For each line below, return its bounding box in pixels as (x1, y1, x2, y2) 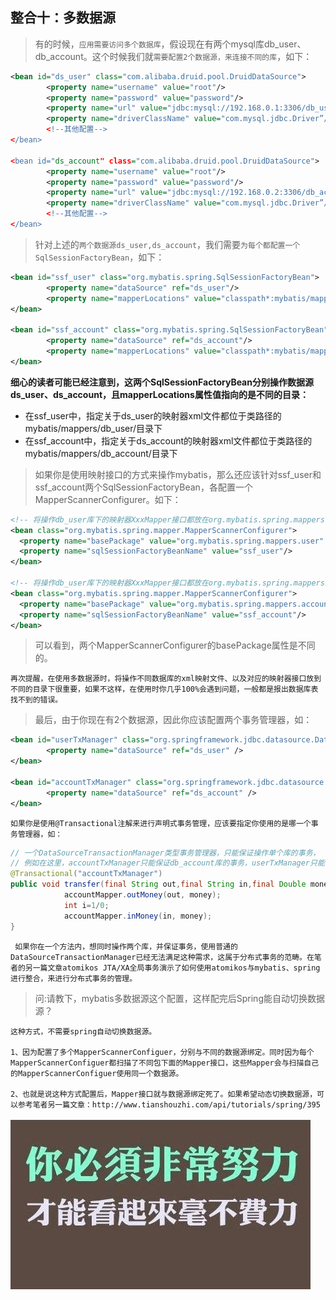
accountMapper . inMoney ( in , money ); (63, 911, 213, 921)
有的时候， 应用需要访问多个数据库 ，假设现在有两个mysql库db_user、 (34, 38, 307, 50)
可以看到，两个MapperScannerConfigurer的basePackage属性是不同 (34, 639, 316, 652)
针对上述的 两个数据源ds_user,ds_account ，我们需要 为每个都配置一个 (34, 238, 301, 250)
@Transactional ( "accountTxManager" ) (10, 869, 163, 879)
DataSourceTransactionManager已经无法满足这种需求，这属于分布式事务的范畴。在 (10, 952, 315, 962)
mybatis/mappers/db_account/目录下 (24, 447, 178, 459)
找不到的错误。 (10, 695, 63, 705)
